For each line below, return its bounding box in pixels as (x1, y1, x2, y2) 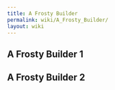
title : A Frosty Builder (7, 10, 78, 17)
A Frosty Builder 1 (7, 48, 84, 60)
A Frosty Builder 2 (7, 71, 86, 83)
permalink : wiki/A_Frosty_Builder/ (7, 16, 109, 23)
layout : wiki (7, 23, 44, 30)
